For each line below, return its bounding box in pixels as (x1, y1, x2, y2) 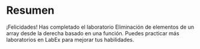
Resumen (6, 4, 55, 17)
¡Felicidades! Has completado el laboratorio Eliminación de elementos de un (6, 23, 195, 30)
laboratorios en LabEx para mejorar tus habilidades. (6, 36, 134, 43)
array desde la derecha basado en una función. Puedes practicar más (6, 29, 180, 36)
